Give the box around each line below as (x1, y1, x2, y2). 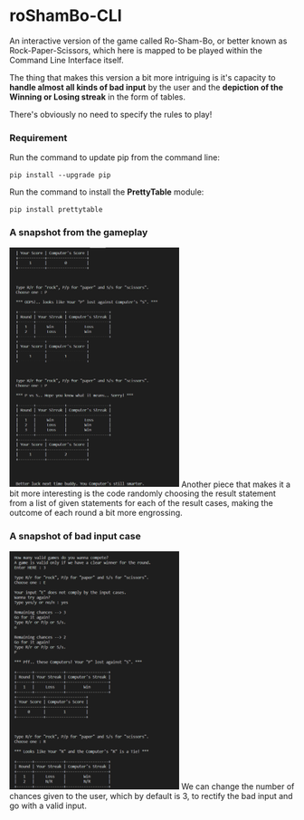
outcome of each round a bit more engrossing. (9, 508, 183, 519)
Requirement (9, 131, 68, 144)
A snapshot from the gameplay (9, 226, 148, 239)
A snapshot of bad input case (9, 530, 142, 543)
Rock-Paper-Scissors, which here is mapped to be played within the (9, 44, 262, 55)
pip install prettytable (9, 205, 103, 215)
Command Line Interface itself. (9, 54, 124, 65)
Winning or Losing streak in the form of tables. (9, 91, 186, 102)
